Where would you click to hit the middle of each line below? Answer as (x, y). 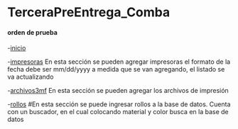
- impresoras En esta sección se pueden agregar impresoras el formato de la (119, 62)
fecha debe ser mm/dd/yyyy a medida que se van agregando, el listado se (116, 69)
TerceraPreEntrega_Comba (89, 12)
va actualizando (31, 77)
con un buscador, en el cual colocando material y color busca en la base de (118, 112)
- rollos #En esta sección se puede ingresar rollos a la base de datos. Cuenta (119, 104)
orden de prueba (33, 32)
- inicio (17, 48)
